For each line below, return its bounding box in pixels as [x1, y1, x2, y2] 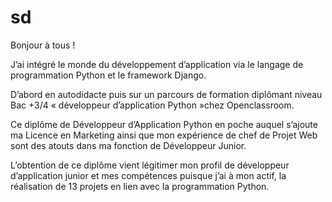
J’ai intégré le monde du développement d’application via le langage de [10, 58, 304, 70]
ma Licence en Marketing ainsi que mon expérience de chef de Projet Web [10, 129, 318, 141]
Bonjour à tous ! [10, 39, 76, 51]
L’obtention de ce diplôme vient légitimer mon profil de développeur [10, 159, 290, 171]
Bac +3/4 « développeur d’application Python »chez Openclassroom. [10, 99, 295, 111]
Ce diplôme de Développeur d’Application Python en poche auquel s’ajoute [10, 118, 318, 130]
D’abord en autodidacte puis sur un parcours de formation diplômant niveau [10, 88, 323, 100]
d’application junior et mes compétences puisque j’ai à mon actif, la [10, 169, 287, 181]
